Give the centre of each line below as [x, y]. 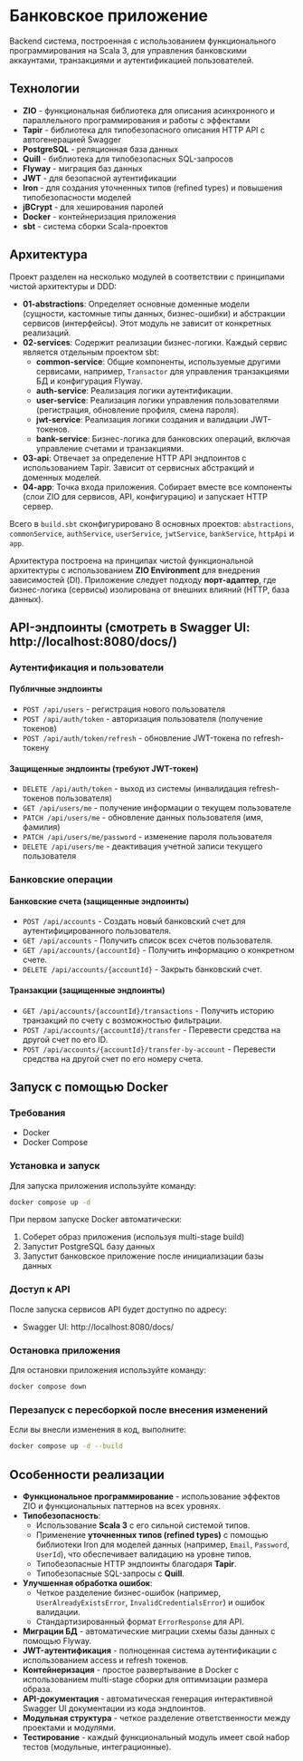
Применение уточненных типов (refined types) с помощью [152, 1534]
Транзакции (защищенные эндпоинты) [87, 990]
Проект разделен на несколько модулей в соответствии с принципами [147, 277]
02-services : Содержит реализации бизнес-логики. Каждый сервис [155, 342]
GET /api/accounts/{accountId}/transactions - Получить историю [148, 1010]
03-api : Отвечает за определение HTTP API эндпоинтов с [134, 458]
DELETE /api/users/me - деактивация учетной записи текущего [142, 846]
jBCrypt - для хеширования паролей [93, 207]
